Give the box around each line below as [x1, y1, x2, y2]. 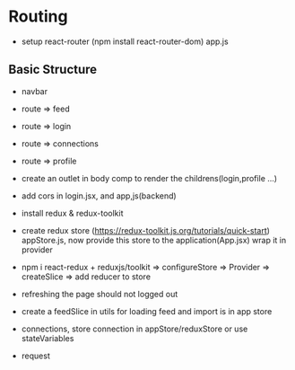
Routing [8, 6, 68, 27]
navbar [21, 85, 48, 96]
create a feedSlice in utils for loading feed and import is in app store [21, 305, 273, 316]
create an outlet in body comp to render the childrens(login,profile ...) [21, 172, 278, 183]
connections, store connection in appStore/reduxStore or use [21, 323, 248, 334]
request [21, 350, 50, 361]
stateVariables [21, 332, 74, 343]
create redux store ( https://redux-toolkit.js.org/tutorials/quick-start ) [21, 225, 271, 235]
